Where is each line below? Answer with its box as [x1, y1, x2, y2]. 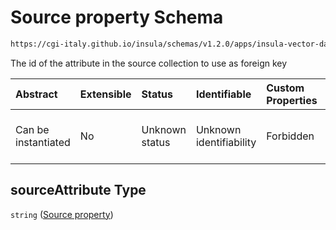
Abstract [15, 87, 58, 101]
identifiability [195, 135, 257, 149]
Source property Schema [10, 6, 224, 29]
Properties [266, 93, 318, 107]
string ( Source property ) [10, 208, 114, 220]
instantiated [15, 135, 71, 149]
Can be [15, 122, 50, 136]
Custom [266, 81, 305, 95]
